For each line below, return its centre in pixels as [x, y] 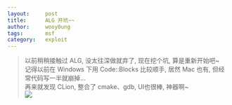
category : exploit [38, 40]
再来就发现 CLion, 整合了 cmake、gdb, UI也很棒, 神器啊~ [107, 87]
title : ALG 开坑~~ [41, 20]
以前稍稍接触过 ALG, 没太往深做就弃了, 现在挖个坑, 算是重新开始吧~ [122, 61]
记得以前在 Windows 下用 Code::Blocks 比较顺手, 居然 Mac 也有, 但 [122, 69]
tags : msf [31, 33]
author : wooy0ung [39, 27]
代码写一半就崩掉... [58, 78]
